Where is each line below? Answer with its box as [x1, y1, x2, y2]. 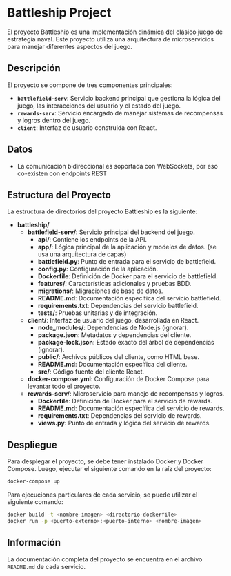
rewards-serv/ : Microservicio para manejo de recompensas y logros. [27, 390, 225, 398]
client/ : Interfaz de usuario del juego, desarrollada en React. [27, 316, 199, 325]
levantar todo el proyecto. [27, 382, 101, 391]
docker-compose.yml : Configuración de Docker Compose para [27, 375, 210, 383]
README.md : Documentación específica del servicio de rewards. [37, 404, 225, 412]
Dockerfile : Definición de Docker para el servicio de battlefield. [37, 272, 219, 280]
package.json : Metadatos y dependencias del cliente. [37, 331, 192, 339]
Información [7, 537, 61, 548]
